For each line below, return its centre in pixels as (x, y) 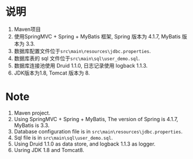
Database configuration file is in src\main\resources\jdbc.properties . (98, 131)
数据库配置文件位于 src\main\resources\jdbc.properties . (82, 51)
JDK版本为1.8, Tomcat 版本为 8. (52, 73)
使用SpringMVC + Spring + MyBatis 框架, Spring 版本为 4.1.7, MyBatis (97, 36)
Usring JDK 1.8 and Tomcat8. (49, 150)
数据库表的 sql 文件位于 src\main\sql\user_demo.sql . (77, 58)
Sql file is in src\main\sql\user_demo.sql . (63, 137)
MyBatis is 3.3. (32, 125)
